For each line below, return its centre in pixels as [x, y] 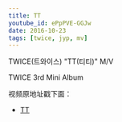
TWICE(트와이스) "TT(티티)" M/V [61, 61]
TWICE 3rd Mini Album [46, 77]
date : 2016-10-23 [37, 30]
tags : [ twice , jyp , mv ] [48, 38]
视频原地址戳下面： [40, 94]
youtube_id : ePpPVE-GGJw [50, 23]
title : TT [25, 16]
